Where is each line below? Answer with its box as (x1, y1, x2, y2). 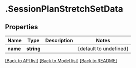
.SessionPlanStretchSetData (5, 3, 123, 15)
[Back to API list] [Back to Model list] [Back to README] (5, 58, 117, 64)
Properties (5, 23, 38, 31)
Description (45, 37, 73, 44)
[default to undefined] (77, 45, 129, 52)
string (26, 45, 41, 52)
